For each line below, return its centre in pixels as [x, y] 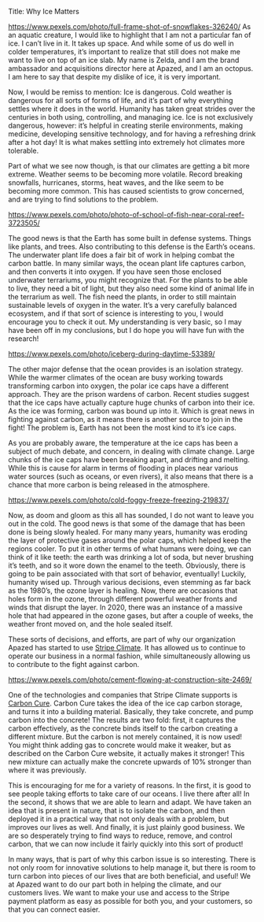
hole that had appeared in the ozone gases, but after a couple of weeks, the [131, 616]
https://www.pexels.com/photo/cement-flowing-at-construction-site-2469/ [130, 679]
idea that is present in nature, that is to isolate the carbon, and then [117, 811]
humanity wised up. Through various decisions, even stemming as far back [130, 582]
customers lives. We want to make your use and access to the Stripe [119, 892]
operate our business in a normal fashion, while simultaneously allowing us [129, 656]
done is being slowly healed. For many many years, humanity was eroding [128, 532]
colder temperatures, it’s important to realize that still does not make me [125, 52]
